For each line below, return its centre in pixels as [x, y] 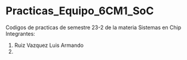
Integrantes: [20, 33]
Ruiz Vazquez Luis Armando [49, 45]
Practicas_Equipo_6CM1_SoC [80, 11]
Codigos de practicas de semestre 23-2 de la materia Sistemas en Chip [93, 27]
